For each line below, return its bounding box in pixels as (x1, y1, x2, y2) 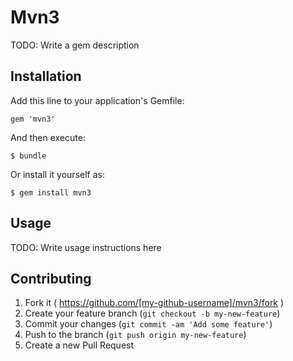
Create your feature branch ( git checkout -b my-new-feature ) (24, 307, 281, 320)
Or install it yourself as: (10, 168, 105, 180)
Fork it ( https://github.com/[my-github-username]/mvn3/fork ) (24, 297, 285, 309)
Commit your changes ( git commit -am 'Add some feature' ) (24, 318, 273, 330)
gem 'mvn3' (10, 114, 56, 124)
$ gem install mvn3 (10, 187, 92, 198)
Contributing (10, 270, 92, 287)
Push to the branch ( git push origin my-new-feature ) (24, 329, 247, 341)
